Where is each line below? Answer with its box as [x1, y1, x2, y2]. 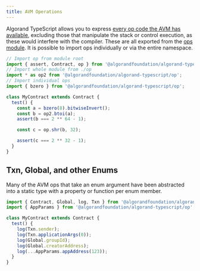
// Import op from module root [6, 55, 84, 61]
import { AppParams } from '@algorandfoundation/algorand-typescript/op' [6, 204, 193, 210]
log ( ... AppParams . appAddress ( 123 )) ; [17, 248, 108, 254]
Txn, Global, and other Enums [6, 165, 118, 176]
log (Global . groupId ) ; [17, 237, 70, 243]
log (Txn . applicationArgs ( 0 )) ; [17, 232, 92, 238]
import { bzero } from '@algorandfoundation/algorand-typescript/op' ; [6, 83, 185, 89]
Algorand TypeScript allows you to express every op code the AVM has [6, 25, 181, 32]
